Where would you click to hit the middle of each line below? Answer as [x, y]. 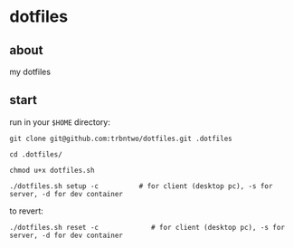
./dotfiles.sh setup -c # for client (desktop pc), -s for [141, 186]
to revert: [26, 211]
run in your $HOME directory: [60, 122]
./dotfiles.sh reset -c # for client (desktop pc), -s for [147, 227]
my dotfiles [30, 72]
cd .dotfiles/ [36, 154]
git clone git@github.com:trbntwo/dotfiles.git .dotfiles [121, 138]
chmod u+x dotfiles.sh [52, 170]
